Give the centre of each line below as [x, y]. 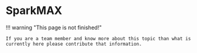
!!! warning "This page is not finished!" [54, 27]
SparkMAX [34, 11]
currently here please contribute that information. [74, 44]
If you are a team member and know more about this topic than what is [98, 38]
